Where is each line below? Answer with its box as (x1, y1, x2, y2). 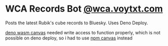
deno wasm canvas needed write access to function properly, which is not (5, 29, 160, 35)
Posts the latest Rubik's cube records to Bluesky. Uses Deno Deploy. (5, 20, 148, 26)
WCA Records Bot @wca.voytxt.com (5, 3, 163, 15)
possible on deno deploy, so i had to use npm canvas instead (5, 35, 133, 41)
